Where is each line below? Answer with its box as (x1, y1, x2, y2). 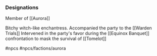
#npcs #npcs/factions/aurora (5, 45, 66, 51)
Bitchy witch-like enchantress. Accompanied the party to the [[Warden (5, 25, 152, 31)
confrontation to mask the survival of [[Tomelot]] (5, 35, 107, 41)
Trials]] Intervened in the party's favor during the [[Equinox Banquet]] (5, 30, 150, 36)
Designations (5, 4, 39, 11)
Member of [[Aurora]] (5, 15, 50, 21)
